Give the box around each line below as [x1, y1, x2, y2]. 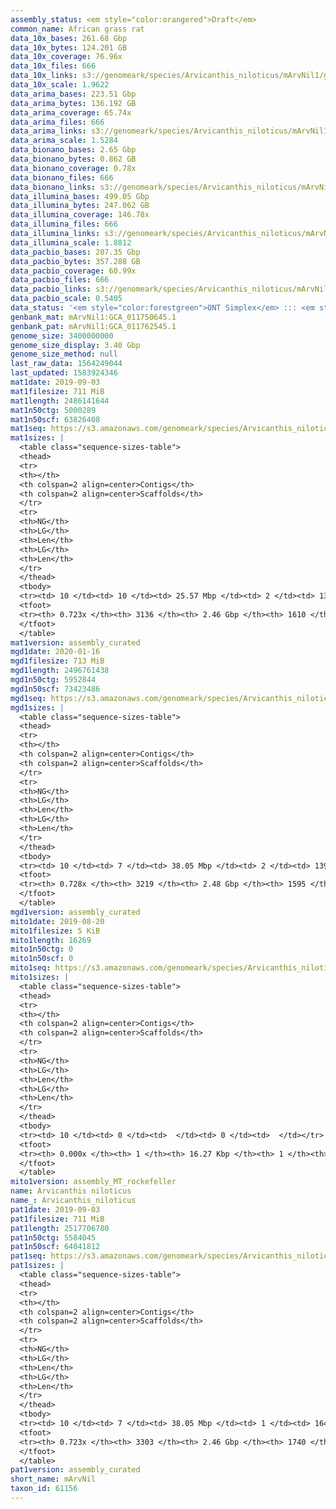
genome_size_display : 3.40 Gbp [10, 340, 141, 350]
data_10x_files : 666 [10, 61, 97, 71]
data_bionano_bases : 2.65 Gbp [10, 145, 137, 155]
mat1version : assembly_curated [10, 637, 141, 648]
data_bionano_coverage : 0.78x [10, 163, 137, 173]
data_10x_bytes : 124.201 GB [10, 42, 128, 53]
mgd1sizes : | [10, 702, 65, 713]
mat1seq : [10, 424, 47, 434]
